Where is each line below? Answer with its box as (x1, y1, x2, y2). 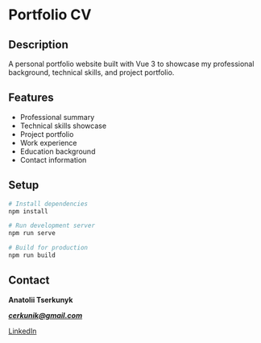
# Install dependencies (8, 200, 89, 208)
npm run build (8, 251, 56, 259)
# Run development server (8, 221, 95, 230)
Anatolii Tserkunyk (8, 295, 73, 304)
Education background (19, 147, 96, 156)
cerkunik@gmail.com (8, 310, 83, 320)
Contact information (19, 155, 87, 164)
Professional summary (19, 112, 95, 122)
